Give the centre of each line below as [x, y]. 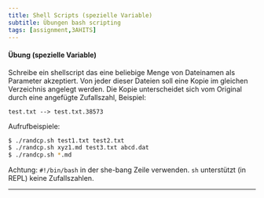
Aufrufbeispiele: [34, 126]
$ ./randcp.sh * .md [40, 155]
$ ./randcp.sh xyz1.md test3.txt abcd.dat [79, 148]
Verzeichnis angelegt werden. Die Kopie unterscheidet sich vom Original [125, 89]
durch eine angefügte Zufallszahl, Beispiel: [77, 97]
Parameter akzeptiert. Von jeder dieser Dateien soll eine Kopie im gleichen [128, 81]
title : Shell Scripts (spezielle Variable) [81, 15]
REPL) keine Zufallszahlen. [51, 178]
